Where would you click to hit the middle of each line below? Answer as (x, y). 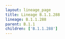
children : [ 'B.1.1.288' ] (31, 29)
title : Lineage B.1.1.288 (32, 15)
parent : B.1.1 (20, 24)
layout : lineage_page (28, 10)
